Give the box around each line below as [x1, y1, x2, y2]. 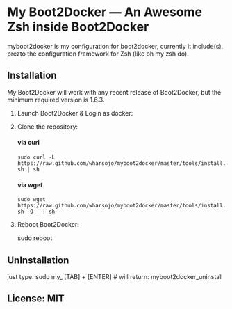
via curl [17, 138, 40, 147]
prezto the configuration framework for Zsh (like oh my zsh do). [7, 49, 189, 58]
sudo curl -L [17, 154, 56, 161]
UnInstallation [7, 254, 69, 266]
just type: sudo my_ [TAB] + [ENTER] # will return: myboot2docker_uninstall [7, 272, 223, 280]
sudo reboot [17, 234, 53, 242]
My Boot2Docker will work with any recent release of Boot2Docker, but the [7, 88, 222, 96]
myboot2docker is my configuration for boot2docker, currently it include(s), [7, 42, 224, 50]
